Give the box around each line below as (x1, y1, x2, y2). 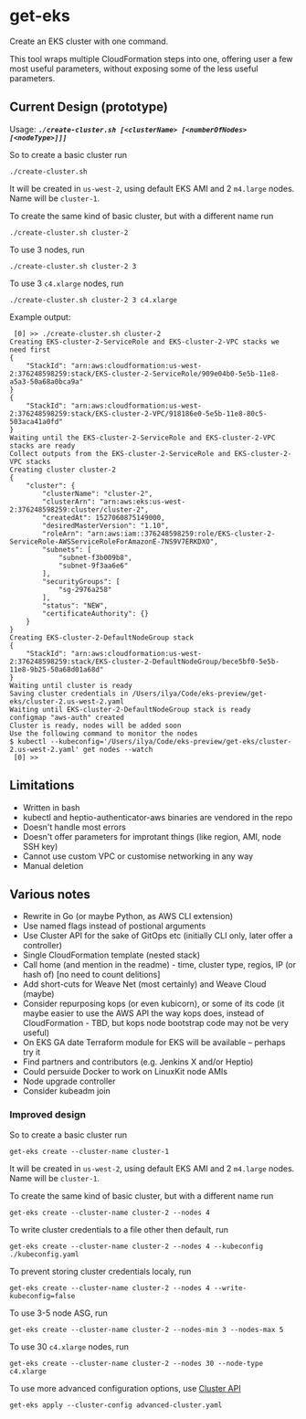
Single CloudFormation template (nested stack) (22, 949, 201, 960)
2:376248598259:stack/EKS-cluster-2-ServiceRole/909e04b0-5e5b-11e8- (9, 369, 280, 378)
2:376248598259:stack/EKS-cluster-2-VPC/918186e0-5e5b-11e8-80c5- (9, 408, 268, 418)
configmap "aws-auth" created (9, 713, 125, 722)
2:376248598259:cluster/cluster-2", (9, 504, 149, 514)
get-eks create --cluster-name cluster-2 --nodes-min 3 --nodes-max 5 (9, 1325, 284, 1334)
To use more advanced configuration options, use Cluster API (9, 1382, 241, 1393)
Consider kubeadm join (22, 1085, 111, 1096)
